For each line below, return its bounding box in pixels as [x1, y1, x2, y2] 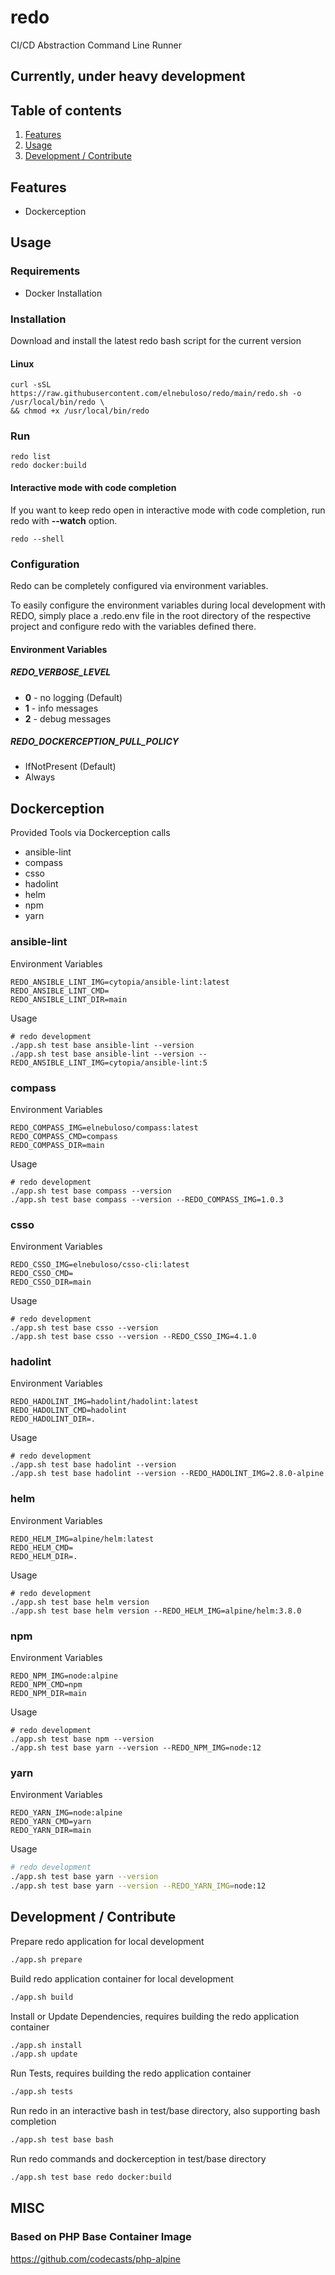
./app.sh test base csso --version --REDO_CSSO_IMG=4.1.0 [10, 1332, 257, 1342]
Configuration [10, 557, 80, 571]
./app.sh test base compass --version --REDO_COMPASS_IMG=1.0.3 [10, 1194, 284, 1205]
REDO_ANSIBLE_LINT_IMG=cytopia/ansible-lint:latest [10, 977, 230, 987]
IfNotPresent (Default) [24, 761, 117, 773]
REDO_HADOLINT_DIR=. [10, 1414, 97, 1425]
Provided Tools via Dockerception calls [10, 827, 171, 839]
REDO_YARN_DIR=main [10, 1826, 92, 1836]
